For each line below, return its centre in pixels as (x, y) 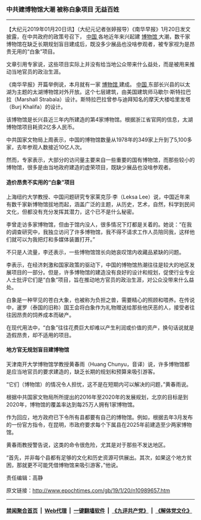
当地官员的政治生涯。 (37, 72)
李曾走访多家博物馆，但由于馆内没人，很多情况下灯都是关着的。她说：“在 (97, 224)
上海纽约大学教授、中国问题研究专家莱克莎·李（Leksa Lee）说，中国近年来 (98, 197)
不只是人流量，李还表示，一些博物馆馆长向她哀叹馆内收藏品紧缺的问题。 (95, 252)
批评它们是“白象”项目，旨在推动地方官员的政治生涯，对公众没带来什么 (103, 280)
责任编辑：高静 (25, 478)
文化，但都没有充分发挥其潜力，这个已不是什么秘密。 (72, 212)
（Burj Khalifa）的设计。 (36, 107)
